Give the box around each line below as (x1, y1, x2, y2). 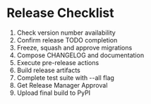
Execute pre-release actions (16, 58, 99, 67)
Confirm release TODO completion (16, 35, 118, 44)
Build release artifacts (16, 66, 80, 74)
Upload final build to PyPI (16, 88, 91, 97)
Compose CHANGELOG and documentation (16, 51, 145, 59)
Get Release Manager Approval (16, 81, 108, 89)
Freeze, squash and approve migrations (16, 43, 133, 52)
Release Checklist (6, 5, 114, 21)
